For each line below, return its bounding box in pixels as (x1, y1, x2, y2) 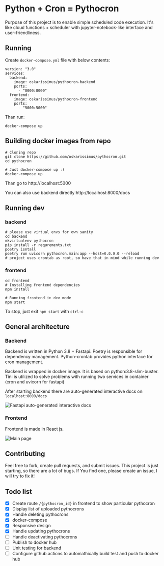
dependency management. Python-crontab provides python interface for (5, 354, 153, 360)
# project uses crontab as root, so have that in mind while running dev (5, 255, 160, 261)
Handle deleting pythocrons (12, 511, 69, 517)
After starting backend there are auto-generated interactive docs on (5, 388, 143, 394)
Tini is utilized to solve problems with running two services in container (5, 374, 149, 379)
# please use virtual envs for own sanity (5, 230, 93, 235)
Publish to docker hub (12, 539, 57, 545)
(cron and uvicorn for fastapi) (5, 379, 65, 385)
